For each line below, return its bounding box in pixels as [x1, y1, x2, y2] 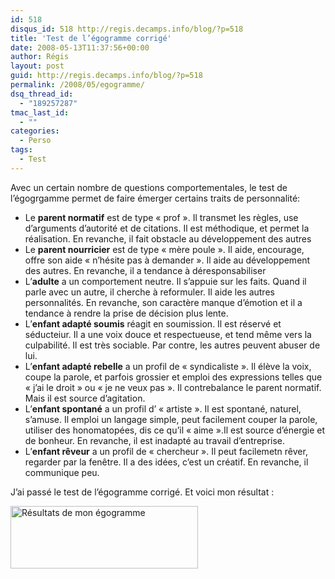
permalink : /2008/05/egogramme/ [10, 80, 145, 90]
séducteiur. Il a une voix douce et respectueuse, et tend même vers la [24, 328, 312, 340]
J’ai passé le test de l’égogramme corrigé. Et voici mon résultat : [10, 486, 275, 498]
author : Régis [10, 52, 70, 62]
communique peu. [24, 466, 100, 478]
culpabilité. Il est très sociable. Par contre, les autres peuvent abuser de [24, 339, 321, 351]
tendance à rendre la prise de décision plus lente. [24, 307, 229, 319]
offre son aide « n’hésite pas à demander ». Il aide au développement [24, 254, 311, 266]
